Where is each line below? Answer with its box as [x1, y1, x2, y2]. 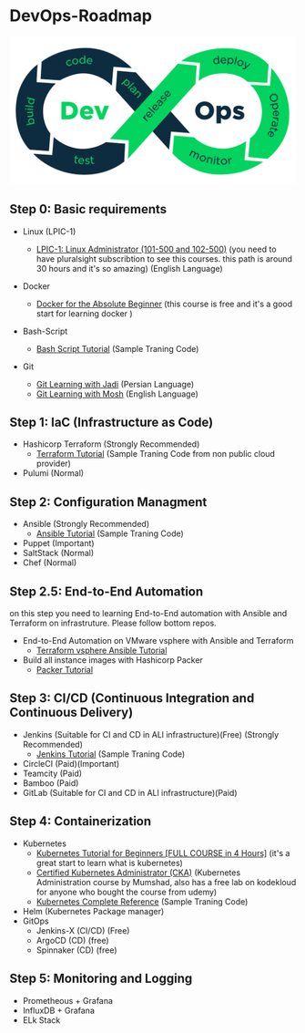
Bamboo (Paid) [22, 777, 79, 789]
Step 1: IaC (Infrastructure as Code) [9, 415, 214, 430]
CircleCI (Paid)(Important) [22, 758, 120, 769]
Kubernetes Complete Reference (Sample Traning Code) [36, 895, 249, 907]
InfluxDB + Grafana [22, 1005, 96, 1016]
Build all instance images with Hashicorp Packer [22, 655, 203, 666]
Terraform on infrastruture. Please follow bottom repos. [9, 617, 217, 629]
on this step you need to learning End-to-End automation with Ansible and [9, 608, 288, 619]
